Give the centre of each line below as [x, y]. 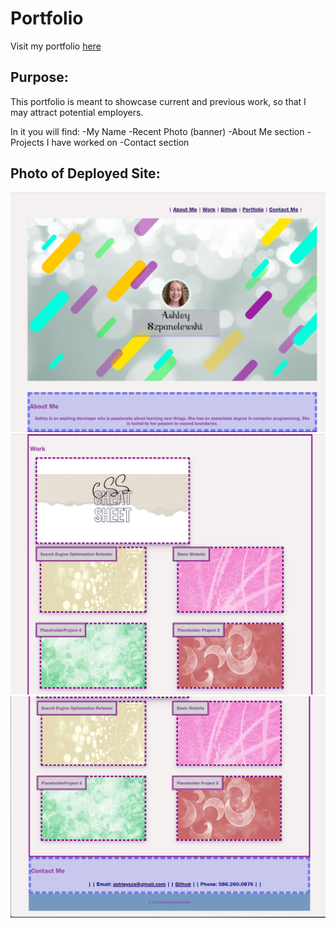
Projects [27, 142]
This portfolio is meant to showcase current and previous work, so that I [158, 101]
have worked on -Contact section [120, 142]
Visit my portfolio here [56, 46]
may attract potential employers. [77, 112]
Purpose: [39, 77]
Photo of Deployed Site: [85, 173]
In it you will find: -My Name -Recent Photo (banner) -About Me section [157, 131]
